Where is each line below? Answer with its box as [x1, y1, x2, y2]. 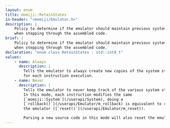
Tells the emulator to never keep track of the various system [23, 87, 159, 93]
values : [5, 54, 22, 60]
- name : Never [14, 78, 44, 83]
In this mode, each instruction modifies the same [23, 92, 133, 97]
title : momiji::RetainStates [5, 12, 67, 17]
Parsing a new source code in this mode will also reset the [23, 115, 155, 120]
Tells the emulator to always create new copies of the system [23, 69, 159, 74]
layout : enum [5, 7, 33, 13]
